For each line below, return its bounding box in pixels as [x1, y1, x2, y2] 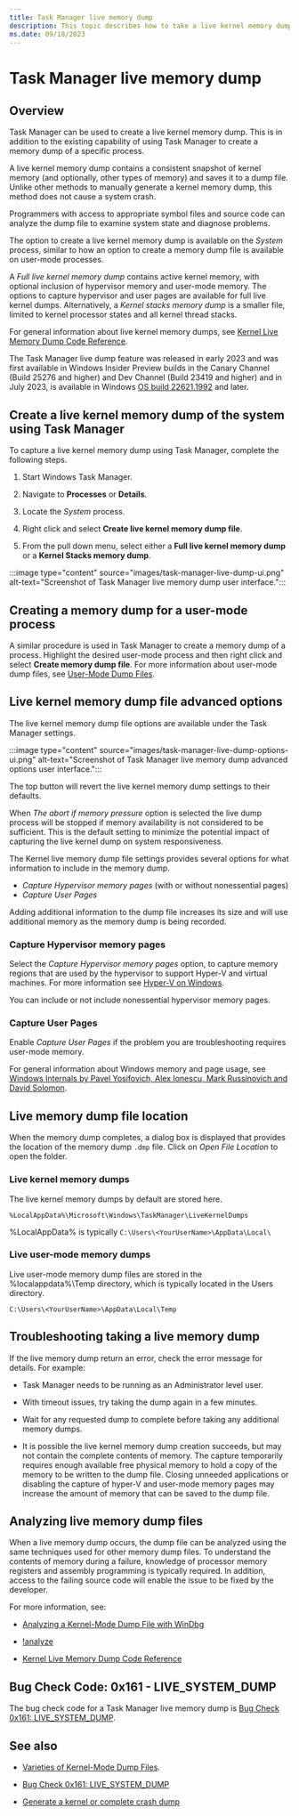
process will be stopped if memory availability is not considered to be [9, 816, 264, 828]
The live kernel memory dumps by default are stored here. [9, 1194, 222, 1204]
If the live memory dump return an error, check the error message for [9, 1352, 263, 1363]
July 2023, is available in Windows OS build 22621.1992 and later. [9, 382, 249, 393]
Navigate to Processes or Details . [21, 489, 148, 499]
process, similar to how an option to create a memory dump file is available [9, 245, 285, 255]
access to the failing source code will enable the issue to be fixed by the [9, 1575, 274, 1585]
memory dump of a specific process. [9, 146, 145, 157]
